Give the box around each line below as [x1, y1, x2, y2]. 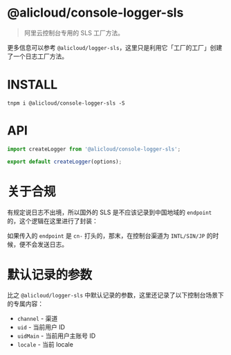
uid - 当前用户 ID [17, 323, 66, 331]
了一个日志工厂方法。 [7, 52, 68, 60]
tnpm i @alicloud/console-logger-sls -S [7, 99, 126, 107]
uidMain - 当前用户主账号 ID [17, 331, 96, 340]
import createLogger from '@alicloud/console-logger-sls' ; [7, 146, 181, 153]
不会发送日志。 [25, 240, 68, 248]
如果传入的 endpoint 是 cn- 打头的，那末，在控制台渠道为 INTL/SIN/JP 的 [7, 231, 213, 240]
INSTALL [7, 77, 58, 93]
